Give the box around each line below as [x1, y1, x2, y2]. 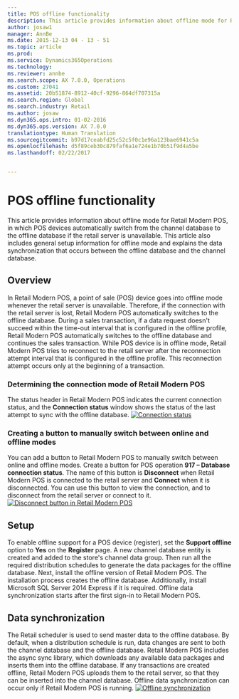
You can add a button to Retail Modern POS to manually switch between [7, 453, 218, 462]
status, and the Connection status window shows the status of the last [7, 403, 216, 411]
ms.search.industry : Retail [7, 103, 91, 110]
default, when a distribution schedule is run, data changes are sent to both [7, 638, 226, 646]
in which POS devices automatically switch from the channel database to [7, 224, 221, 232]
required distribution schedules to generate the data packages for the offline [7, 561, 232, 569]
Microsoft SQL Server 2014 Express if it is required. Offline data [7, 584, 193, 592]
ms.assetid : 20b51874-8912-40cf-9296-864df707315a [7, 90, 161, 97]
